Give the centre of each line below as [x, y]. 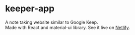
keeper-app [30, 9]
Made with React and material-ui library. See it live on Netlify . [67, 27]
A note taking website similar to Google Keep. [52, 22]
